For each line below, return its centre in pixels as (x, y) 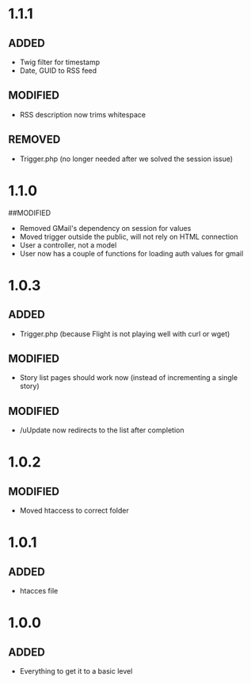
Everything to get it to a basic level (76, 671)
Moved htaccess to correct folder (74, 511)
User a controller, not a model (68, 245)
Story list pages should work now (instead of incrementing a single (129, 378)
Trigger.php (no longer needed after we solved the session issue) (126, 159)
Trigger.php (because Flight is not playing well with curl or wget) (125, 333)
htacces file (39, 591)
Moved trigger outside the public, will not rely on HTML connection (129, 236)
